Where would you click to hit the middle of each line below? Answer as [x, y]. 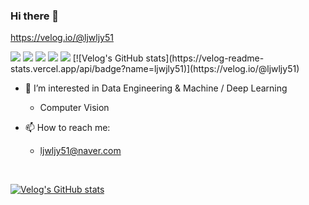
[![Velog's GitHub [108, 58]
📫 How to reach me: [67, 128]
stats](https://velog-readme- [205, 58]
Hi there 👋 [35, 16]
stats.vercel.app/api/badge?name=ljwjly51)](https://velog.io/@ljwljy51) [155, 69]
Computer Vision [74, 108]
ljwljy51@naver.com [80, 151]
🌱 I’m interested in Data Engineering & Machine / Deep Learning [156, 88]
